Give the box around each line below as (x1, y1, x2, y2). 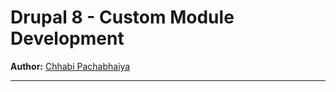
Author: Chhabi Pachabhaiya (10, 60, 131, 72)
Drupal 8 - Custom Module (10, 6, 235, 29)
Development (10, 27, 125, 50)
